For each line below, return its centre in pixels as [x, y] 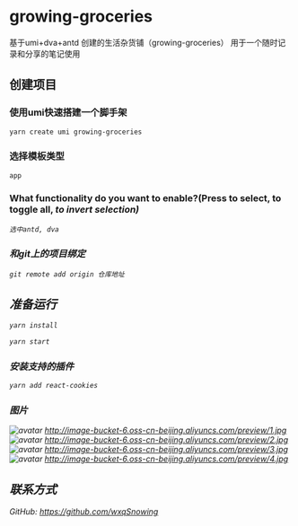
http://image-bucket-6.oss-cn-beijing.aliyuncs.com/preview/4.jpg [167, 459]
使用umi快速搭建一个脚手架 [68, 112]
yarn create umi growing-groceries [76, 132]
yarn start [30, 342]
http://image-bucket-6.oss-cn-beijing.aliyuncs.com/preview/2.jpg [167, 440]
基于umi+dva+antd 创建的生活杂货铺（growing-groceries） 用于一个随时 [144, 42]
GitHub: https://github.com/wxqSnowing [84, 512]
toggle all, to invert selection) [74, 209]
